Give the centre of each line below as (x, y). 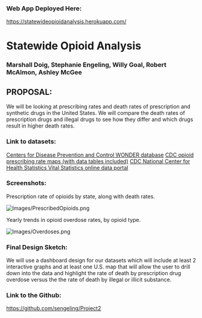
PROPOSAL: (29, 92)
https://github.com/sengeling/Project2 (54, 308)
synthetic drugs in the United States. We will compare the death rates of (96, 113)
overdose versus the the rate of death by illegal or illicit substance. (89, 280)
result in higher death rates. (41, 126)
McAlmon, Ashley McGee (44, 73)
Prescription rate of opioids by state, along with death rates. (81, 196)
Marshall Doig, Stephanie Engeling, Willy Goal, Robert (87, 65)
